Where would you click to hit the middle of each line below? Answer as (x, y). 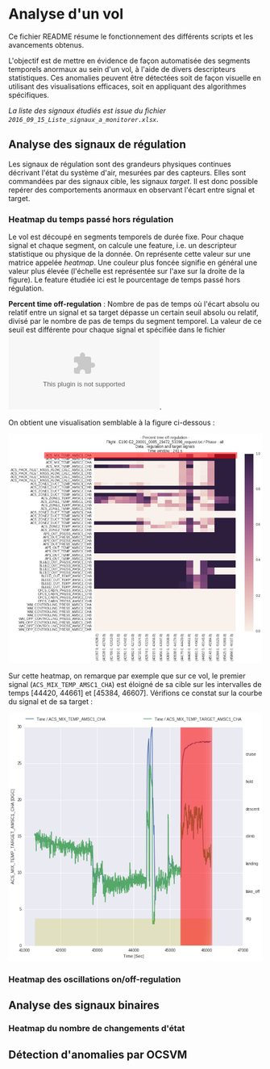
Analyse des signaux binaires (84, 1006)
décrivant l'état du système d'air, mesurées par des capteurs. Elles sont (127, 172)
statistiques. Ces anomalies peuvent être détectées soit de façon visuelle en (135, 78)
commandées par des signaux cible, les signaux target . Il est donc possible (133, 181)
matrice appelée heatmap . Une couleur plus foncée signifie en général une (133, 262)
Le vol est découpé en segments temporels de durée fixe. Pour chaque (126, 237)
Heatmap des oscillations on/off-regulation (95, 979)
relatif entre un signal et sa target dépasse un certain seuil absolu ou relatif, (133, 312)
